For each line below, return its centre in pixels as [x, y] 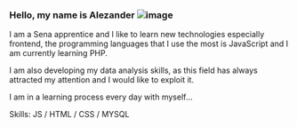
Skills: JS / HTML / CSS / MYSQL [69, 115]
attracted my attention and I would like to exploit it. [101, 80]
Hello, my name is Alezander [72, 15]
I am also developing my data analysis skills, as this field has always [133, 70]
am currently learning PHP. [59, 53]
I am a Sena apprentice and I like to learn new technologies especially [137, 35]
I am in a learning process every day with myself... [101, 97]
